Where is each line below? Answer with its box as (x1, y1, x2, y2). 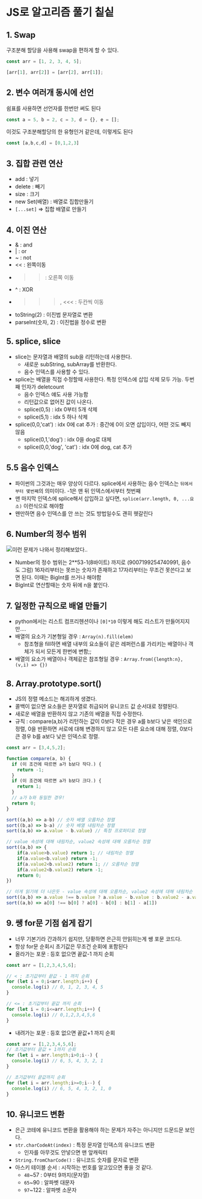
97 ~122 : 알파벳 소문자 (23, 1186, 77, 1194)
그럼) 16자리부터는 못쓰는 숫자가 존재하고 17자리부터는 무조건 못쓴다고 (21, 566, 185, 574)
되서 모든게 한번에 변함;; (35, 648, 92, 655)
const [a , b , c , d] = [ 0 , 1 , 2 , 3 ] (6, 140, 79, 146)
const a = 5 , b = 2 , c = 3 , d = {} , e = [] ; (6, 117, 120, 123)
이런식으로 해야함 (23, 502, 64, 509)
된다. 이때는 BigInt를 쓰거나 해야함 (21, 574, 102, 581)
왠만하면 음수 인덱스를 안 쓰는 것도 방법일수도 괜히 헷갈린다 (14, 509, 153, 517)
